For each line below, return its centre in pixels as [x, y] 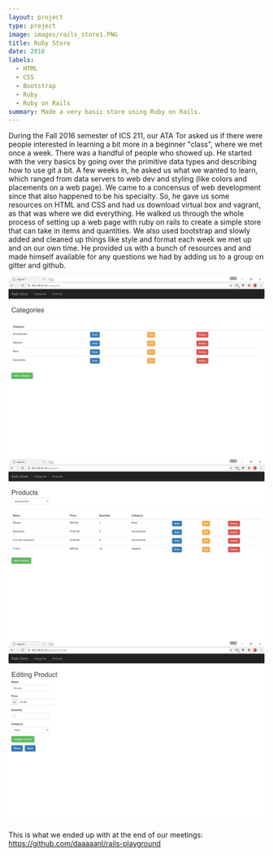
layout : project [36, 17]
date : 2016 [27, 52]
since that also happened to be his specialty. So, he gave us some [119, 196]
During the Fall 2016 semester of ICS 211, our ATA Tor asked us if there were [136, 136]
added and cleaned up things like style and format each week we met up [130, 239]
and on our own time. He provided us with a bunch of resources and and [130, 248]
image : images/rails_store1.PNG [63, 34]
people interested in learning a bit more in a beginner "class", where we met [135, 144]
